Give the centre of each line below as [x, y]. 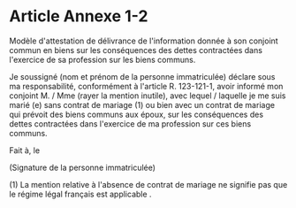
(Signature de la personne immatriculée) [83, 167]
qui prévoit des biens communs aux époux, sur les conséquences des [136, 114]
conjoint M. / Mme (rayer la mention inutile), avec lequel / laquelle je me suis [148, 96]
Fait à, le [25, 150]
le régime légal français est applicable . [80, 194]
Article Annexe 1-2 [79, 16]
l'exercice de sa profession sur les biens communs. [102, 59]
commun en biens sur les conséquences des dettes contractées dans [136, 50]
